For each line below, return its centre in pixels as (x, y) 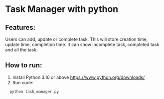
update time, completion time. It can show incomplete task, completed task (82, 45)
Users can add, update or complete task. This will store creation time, (77, 39)
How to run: (24, 65)
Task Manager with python (62, 9)
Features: (20, 27)
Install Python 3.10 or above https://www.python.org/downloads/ (79, 77)
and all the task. (21, 50)
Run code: (23, 82)
